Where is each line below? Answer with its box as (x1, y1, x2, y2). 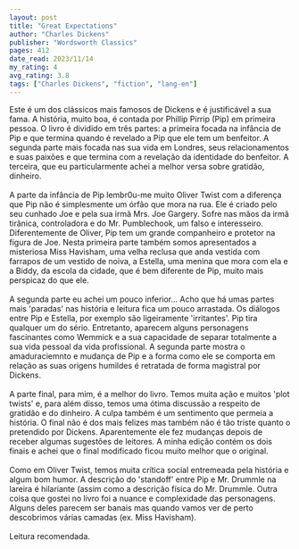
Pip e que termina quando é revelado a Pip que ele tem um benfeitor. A (9, 132, 270, 143)
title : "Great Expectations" (9, 21, 118, 30)
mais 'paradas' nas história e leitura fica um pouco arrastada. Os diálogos (9, 303, 280, 313)
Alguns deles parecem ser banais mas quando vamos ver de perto (9, 502, 254, 513)
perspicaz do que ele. (9, 274, 89, 286)
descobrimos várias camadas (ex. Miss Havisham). (9, 512, 196, 522)
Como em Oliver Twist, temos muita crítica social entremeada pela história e (9, 464, 289, 475)
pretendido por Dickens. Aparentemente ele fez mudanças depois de (9, 426, 263, 437)
